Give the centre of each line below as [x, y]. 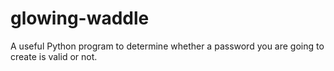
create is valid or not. [54, 56]
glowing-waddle [80, 18]
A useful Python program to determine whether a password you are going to [167, 46]
